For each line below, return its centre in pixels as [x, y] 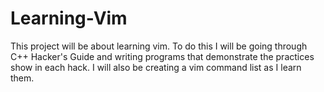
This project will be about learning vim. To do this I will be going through [159, 46]
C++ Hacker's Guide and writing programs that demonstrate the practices [162, 56]
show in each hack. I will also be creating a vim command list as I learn [156, 67]
